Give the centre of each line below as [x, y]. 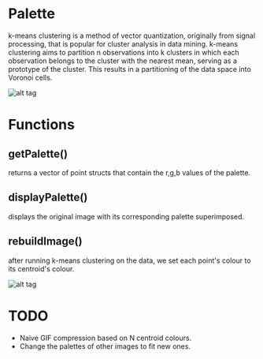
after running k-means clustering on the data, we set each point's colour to [130, 260]
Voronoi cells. [30, 77]
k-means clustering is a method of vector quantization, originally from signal [132, 36]
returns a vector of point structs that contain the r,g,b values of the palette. [129, 172]
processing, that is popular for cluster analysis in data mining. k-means [123, 43]
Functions [41, 125]
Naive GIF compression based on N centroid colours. [106, 338]
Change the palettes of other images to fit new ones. [105, 346]
